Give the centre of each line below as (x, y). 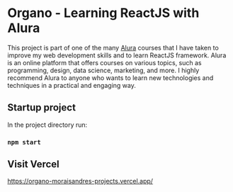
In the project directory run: (47, 125)
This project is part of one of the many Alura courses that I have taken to (113, 47)
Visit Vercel (33, 164)
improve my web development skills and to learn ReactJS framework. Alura (117, 55)
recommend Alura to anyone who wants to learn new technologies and (110, 78)
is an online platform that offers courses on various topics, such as (104, 62)
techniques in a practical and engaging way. (72, 85)
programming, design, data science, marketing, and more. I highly (103, 70)
